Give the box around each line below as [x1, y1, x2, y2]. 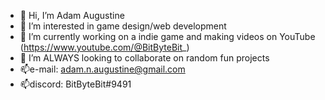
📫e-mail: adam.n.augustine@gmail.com [19, 63, 186, 75]
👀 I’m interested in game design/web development [19, 20, 227, 32]
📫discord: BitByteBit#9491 [19, 78, 132, 90]
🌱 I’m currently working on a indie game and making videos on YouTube [19, 31, 316, 42]
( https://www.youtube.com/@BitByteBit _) [19, 41, 190, 53]
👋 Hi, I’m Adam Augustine [19, 10, 125, 21]
